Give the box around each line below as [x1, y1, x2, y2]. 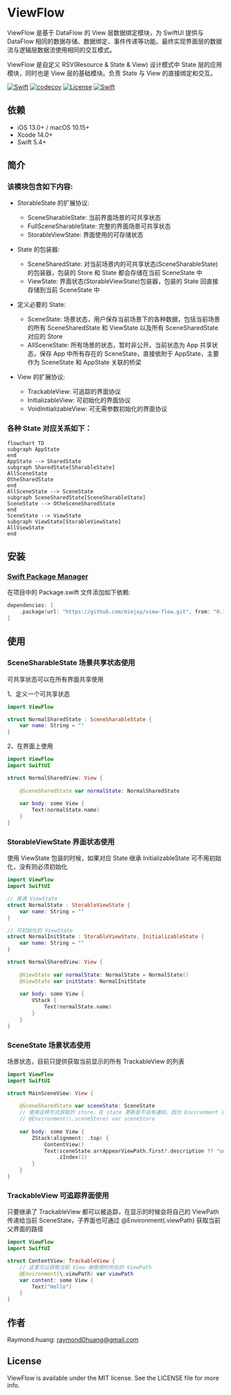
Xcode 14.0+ [16, 130, 54, 139]
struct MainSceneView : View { [7, 1090, 94, 1097]
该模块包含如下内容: [7, 182, 74, 192]
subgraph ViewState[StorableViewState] [7, 518, 122, 525]
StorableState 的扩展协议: [16, 198, 89, 207]
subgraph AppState [7, 446, 60, 453]
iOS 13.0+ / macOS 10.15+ [16, 123, 90, 132]
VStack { [32, 997, 57, 1004]
